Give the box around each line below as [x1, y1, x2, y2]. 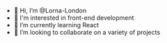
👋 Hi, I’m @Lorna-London [13, 7, 87, 14]
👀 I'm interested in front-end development [13, 14, 134, 22]
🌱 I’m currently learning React [13, 21, 100, 29]
